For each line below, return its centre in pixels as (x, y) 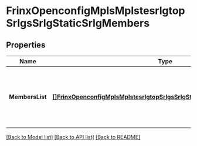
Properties (26, 45)
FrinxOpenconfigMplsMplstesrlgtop (96, 11)
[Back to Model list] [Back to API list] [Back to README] (73, 137)
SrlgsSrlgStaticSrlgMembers (78, 23)
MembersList (28, 97)
